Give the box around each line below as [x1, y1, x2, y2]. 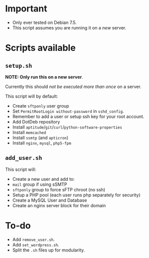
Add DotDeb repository [12, 119, 60, 125]
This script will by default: [5, 93, 58, 99]
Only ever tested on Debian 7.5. [12, 19, 77, 25]
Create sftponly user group [12, 103, 69, 109]
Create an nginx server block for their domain [12, 202, 106, 208]
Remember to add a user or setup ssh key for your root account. [12, 113, 145, 120]
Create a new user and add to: [12, 176, 75, 182]
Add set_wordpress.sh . [12, 242, 60, 248]
